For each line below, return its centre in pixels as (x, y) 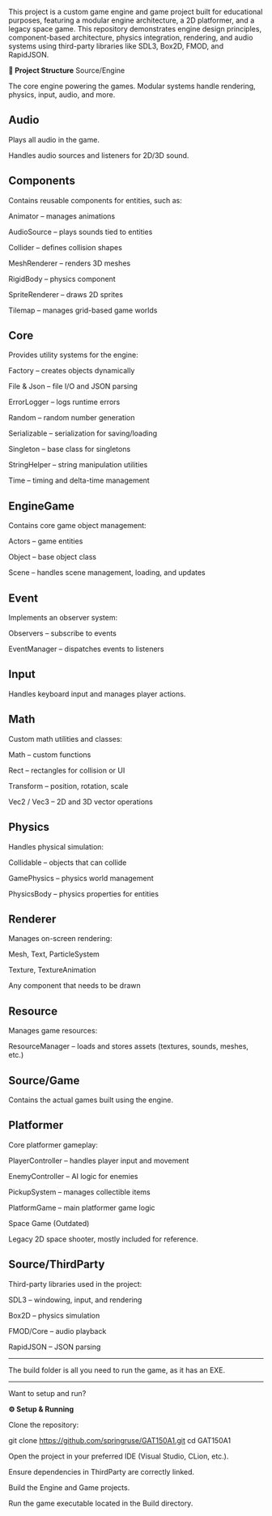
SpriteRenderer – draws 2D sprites (66, 294)
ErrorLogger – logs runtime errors (64, 402)
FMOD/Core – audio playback (57, 1331)
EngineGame (41, 506)
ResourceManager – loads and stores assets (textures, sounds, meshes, (129, 1046)
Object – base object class (53, 557)
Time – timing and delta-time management (79, 480)
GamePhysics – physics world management (81, 878)
